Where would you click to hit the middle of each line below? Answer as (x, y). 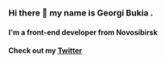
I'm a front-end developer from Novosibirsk (83, 32)
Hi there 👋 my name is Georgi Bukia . (81, 13)
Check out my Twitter (45, 51)
